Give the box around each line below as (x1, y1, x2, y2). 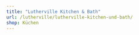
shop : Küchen (6, 20, 39, 26)
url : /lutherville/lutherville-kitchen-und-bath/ (6, 14, 134, 20)
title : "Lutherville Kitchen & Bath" (6, 8, 101, 15)
